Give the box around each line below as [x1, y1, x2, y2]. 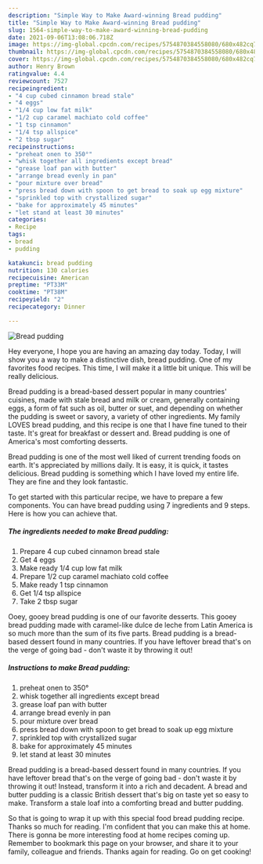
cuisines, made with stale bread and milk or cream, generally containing [8, 395, 240, 404]
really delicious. [8, 371, 59, 381]
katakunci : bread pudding [8, 259, 92, 267]
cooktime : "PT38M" [8, 288, 68, 297]
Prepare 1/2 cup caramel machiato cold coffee [19, 571, 169, 581]
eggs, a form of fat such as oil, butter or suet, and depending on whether [8, 403, 243, 413]
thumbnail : [8, 48, 44, 56]
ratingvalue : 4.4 [8, 70, 65, 78]
